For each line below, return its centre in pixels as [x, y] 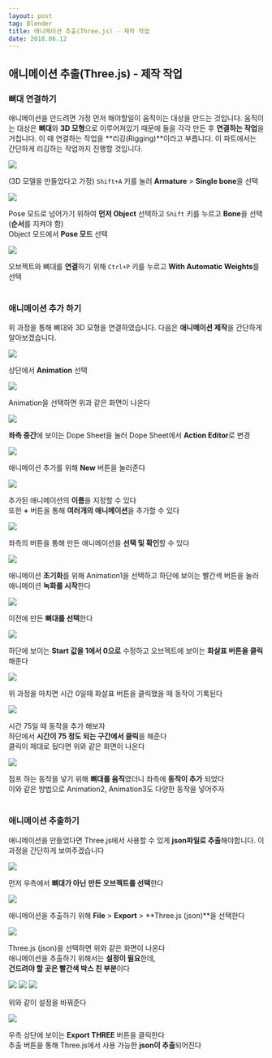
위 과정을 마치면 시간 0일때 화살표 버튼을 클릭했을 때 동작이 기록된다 [116, 694]
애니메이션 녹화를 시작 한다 [50, 586]
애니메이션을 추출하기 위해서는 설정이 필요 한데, [82, 958]
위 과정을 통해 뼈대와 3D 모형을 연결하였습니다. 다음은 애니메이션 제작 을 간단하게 [135, 328]
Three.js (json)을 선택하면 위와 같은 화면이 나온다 [87, 947]
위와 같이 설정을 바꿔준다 [47, 1002]
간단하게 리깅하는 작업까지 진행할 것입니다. [76, 148]
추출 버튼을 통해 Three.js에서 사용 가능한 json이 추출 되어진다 [105, 1045]
